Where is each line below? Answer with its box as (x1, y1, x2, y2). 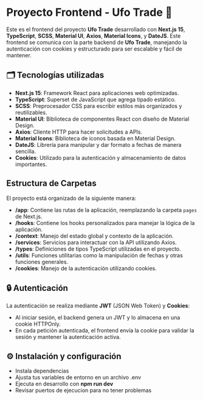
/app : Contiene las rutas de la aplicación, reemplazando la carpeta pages (15, 206, 198, 213)
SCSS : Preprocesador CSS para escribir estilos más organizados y (15, 102, 182, 109)
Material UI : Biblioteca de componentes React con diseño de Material (15, 115, 190, 123)
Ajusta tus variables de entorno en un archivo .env (15, 374, 142, 381)
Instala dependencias (15, 367, 69, 374)
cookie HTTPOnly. (15, 320, 61, 328)
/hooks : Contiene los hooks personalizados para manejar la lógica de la (15, 219, 195, 226)
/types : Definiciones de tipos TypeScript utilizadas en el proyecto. (15, 245, 181, 252)
